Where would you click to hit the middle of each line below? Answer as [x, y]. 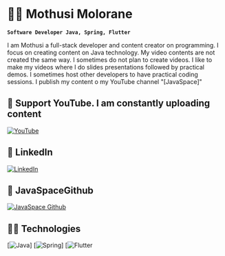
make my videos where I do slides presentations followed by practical [106, 67]
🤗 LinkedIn [30, 152]
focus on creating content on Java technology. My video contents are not [111, 52]
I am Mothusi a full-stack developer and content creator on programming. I [113, 45]
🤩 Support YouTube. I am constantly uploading [109, 104]
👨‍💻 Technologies [44, 229]
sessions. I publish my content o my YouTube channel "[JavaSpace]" [105, 81]
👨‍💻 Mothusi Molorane [70, 14]
